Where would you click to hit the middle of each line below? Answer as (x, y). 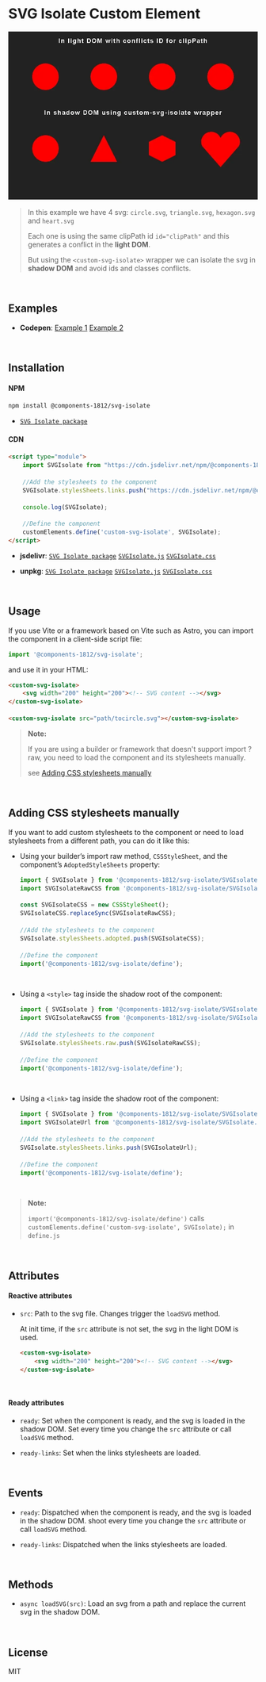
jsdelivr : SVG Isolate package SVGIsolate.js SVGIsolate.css (118, 555)
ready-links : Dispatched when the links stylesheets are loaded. (123, 1544)
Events (26, 1493)
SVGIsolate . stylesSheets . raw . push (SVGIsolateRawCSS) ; (110, 1043)
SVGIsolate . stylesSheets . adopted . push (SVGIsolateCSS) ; (112, 938)
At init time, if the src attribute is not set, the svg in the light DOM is (129, 1329)
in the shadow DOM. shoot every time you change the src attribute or (133, 1520)
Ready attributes (36, 1403)
